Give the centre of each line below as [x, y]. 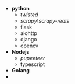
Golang [21, 70]
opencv [29, 45]
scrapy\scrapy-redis [45, 21]
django [28, 39]
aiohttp [29, 33]
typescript [33, 64]
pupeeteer [33, 58]
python [21, 8]
